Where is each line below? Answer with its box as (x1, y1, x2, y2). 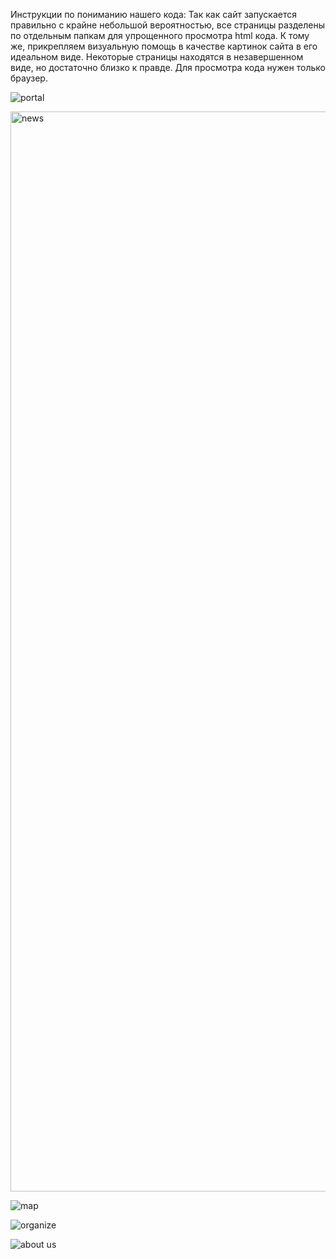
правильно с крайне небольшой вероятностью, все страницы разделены (10, 19, 325, 31)
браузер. (10, 72, 48, 84)
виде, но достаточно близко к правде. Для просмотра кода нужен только (10, 62, 326, 73)
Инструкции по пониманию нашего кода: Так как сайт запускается (10, 9, 297, 20)
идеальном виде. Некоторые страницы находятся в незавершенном (10, 51, 304, 63)
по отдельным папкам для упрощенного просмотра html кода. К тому (10, 30, 310, 41)
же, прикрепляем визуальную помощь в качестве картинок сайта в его (10, 40, 318, 52)
